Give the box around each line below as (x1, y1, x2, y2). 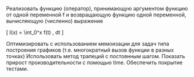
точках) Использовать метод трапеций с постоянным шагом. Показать (6, 53, 185, 59)
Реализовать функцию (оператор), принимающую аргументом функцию (6, 5, 188, 12)
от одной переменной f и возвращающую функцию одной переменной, (6, 11, 186, 18)
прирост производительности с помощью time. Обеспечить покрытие (6, 59, 183, 66)
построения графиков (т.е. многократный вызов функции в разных (6, 46, 175, 53)
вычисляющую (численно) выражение (6, 18, 103, 24)
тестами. (6, 65, 28, 72)
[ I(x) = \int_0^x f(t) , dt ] (6, 29, 64, 36)
